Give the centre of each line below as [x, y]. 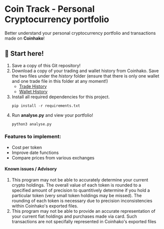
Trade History [33, 86]
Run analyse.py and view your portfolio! [53, 115]
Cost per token [27, 147]
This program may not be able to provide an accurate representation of [83, 211]
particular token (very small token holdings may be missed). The [77, 195]
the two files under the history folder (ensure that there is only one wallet [85, 76]
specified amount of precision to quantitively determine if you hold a [81, 190]
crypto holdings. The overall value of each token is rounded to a [76, 185]
